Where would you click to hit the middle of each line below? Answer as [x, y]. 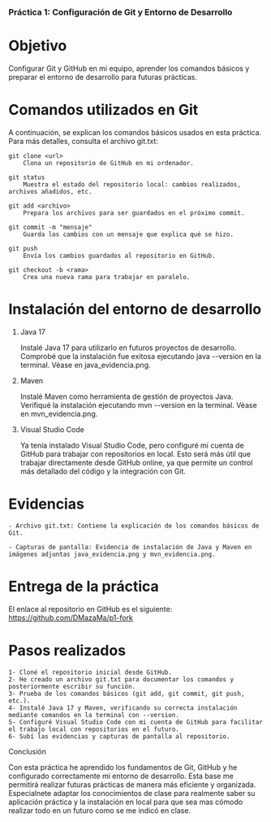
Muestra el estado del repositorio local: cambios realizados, [132, 184]
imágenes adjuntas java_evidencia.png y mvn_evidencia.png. [112, 554]
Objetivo [38, 46]
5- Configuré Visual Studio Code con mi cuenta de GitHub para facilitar [136, 722]
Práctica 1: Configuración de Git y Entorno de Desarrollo [120, 12]
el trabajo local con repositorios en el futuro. [94, 729]
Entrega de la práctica [84, 586]
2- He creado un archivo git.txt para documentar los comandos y [121, 679]
